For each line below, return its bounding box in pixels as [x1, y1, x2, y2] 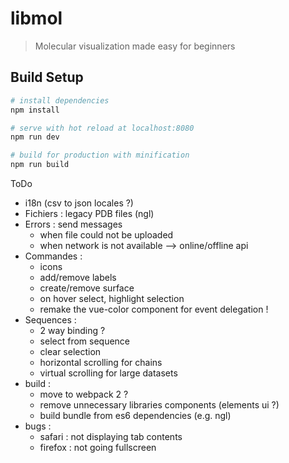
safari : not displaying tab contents [39, 431, 183, 442]
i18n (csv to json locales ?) [24, 197, 134, 209]
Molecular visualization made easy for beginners [34, 40, 236, 52]
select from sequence [39, 335, 131, 347]
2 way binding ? [39, 325, 106, 336]
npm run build [10, 160, 70, 170]
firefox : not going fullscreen [39, 442, 157, 453]
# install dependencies [10, 95, 110, 106]
